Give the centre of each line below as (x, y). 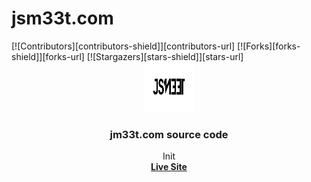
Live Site (169, 167)
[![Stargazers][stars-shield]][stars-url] (165, 56)
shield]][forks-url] (48, 56)
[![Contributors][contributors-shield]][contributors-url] (123, 46)
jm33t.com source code (169, 134)
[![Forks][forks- (269, 46)
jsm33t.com (62, 18)
